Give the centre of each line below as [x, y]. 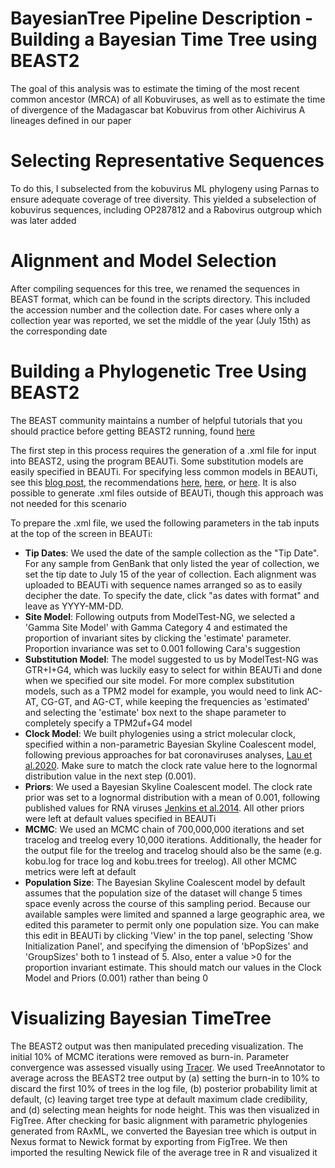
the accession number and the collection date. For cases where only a [155, 309]
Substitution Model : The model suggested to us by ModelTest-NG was [171, 659]
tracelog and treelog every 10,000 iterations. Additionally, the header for [173, 839]
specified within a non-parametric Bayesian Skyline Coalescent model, [170, 744]
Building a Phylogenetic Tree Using [158, 371]
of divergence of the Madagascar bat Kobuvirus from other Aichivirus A [158, 109]
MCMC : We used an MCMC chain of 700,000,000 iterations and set [164, 829]
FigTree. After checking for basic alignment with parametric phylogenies [159, 1120]
